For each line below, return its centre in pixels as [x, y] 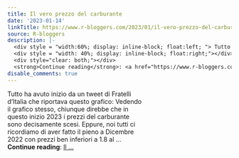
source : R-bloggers [36, 34]
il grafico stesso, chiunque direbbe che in [68, 109]
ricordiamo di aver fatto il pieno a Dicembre [71, 132]
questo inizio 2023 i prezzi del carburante [69, 116]
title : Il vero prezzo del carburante [65, 14]
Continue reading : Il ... [41, 147]
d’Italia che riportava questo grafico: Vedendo [75, 101]
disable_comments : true [43, 73]
